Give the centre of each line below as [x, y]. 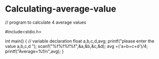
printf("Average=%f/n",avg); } [34, 51]
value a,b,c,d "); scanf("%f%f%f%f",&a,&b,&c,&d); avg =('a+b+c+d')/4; [77, 46]
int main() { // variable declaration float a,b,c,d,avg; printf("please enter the [80, 41]
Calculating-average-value [61, 9]
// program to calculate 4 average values [46, 22]
